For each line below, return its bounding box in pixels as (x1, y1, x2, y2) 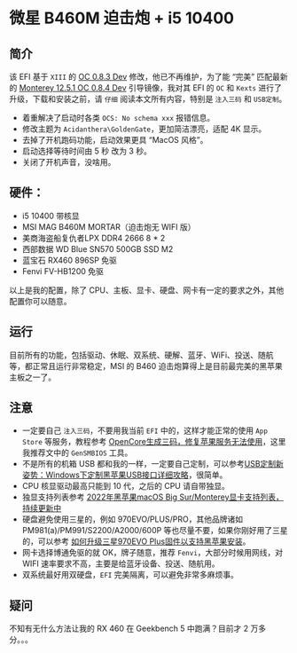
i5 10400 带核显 (21, 210, 80, 221)
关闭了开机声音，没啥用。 (21, 157, 116, 167)
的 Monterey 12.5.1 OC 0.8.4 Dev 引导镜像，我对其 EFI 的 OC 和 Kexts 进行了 (9, 83, 282, 93)
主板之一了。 (9, 372, 56, 382)
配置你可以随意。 (9, 295, 72, 306)
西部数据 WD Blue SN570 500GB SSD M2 (21, 243, 174, 254)
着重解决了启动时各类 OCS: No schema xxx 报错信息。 (21, 113, 215, 122)
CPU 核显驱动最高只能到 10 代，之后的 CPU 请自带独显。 (21, 481, 231, 492)
